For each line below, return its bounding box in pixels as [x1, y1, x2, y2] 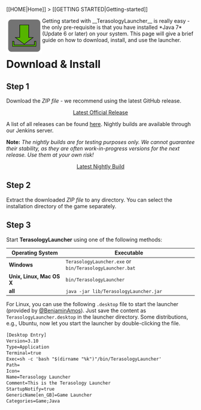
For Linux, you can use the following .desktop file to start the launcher [6, 301, 179, 308]
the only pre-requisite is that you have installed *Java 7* [42, 24, 182, 31]
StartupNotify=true [6, 386, 55, 393]
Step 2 [6, 180, 31, 190]
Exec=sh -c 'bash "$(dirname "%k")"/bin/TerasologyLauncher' [6, 356, 162, 363]
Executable [114, 249, 144, 256]
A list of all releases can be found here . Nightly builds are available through [6, 121, 191, 127]
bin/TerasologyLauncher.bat [65, 265, 136, 271]
